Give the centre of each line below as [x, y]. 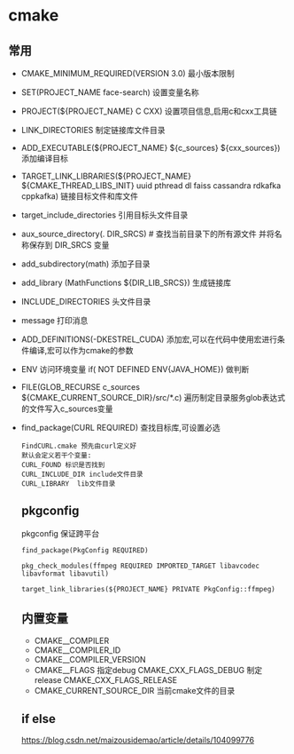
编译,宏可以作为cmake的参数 [81, 350]
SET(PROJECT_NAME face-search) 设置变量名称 [110, 92]
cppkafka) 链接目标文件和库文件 [80, 196]
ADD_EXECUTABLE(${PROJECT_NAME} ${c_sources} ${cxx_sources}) [151, 148]
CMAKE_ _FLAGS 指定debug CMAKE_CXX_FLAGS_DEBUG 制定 [148, 670]
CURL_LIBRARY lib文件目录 [68, 484]
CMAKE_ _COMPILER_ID [77, 650]
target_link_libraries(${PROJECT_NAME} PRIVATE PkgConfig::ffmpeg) [148, 589]
